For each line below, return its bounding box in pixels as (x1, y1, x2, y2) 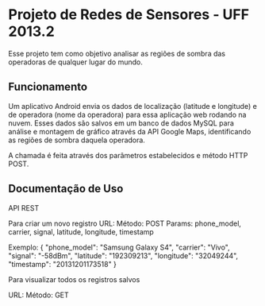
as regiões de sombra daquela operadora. (8, 135, 145, 145)
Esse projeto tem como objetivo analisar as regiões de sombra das (8, 48, 226, 58)
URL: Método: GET (8, 290, 69, 300)
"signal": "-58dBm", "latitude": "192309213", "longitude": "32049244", (8, 250, 239, 260)
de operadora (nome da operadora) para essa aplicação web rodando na (8, 110, 247, 119)
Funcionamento (8, 80, 88, 94)
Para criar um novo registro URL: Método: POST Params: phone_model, (8, 219, 242, 228)
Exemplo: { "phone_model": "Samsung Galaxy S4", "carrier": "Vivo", (8, 242, 230, 252)
